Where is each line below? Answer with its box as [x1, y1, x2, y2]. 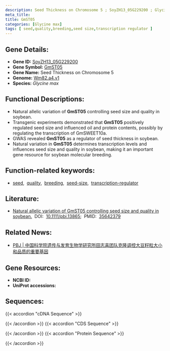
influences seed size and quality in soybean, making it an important [12, 146, 153, 152]
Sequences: [5, 297, 44, 306]
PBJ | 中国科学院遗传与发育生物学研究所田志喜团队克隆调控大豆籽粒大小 [12, 242, 163, 248]
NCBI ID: [12, 277, 31, 283]
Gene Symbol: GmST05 [12, 64, 63, 70]
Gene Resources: [5, 264, 61, 272]
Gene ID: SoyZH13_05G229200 [12, 58, 78, 65]
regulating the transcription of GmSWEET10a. [12, 130, 107, 136]
